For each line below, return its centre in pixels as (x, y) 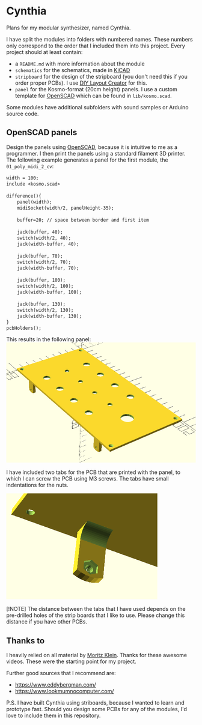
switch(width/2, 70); (44, 262)
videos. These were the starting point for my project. (71, 661)
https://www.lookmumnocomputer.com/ (64, 691)
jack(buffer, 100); (41, 280)
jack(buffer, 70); (40, 256)
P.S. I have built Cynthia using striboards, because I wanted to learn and (95, 703)
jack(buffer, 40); (40, 232)
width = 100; (23, 178)
